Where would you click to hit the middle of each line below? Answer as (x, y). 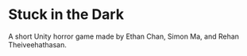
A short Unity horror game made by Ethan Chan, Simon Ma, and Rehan (124, 36)
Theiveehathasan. (38, 44)
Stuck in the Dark (66, 15)
